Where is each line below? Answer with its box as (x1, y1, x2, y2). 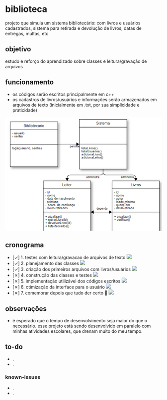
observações (5, 304, 47, 313)
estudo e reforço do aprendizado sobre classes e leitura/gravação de (5, 58, 147, 64)
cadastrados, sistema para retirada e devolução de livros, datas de (5, 25, 142, 31)
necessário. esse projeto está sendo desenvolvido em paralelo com (12, 323, 151, 329)
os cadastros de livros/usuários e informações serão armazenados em (12, 96, 157, 103)
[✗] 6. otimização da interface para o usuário (12, 284, 105, 290)
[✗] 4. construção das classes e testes (12, 272, 92, 278)
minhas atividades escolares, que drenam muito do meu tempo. (12, 328, 143, 334)
